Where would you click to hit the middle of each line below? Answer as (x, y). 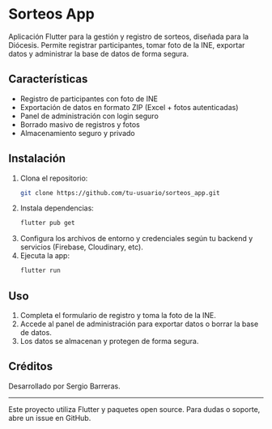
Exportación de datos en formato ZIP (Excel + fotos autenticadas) (129, 107)
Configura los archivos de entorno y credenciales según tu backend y (136, 239)
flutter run (40, 271)
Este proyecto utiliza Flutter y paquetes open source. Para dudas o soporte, (134, 409)
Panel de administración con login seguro (89, 116)
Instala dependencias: (57, 208)
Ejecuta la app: (45, 256)
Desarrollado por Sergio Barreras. (64, 386)
